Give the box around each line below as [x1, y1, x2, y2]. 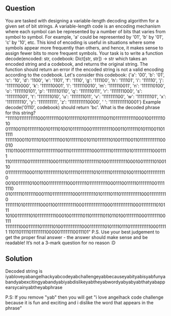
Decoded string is [5, 268, 43, 274]
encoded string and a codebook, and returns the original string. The [5, 61, 148, 67]
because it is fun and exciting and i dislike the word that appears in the [5, 299, 154, 305]
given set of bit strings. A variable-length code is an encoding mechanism [5, 23, 161, 29]
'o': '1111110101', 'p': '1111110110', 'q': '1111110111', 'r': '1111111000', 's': [5, 88, 143, 94]
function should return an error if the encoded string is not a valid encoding [5, 66, 164, 72]
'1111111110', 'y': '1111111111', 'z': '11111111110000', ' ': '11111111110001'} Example [5, 99, 161, 105]
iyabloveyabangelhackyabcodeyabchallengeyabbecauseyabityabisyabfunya [5, 273, 166, 279]
